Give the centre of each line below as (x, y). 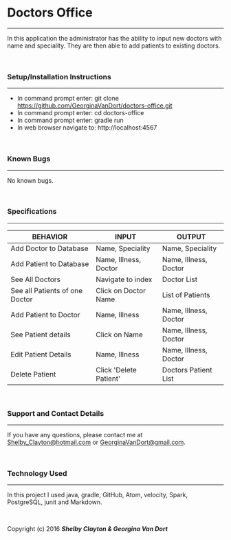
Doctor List (180, 279)
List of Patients (186, 294)
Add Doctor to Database (49, 248)
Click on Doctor (121, 290)
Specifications (32, 212)
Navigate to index (124, 279)
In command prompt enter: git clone (68, 99)
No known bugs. (30, 180)
